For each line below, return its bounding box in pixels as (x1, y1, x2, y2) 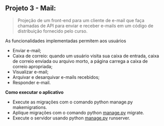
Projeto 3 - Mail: (5, 4, 56, 13)
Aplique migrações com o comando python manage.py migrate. (12, 109, 144, 115)
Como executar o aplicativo (5, 89, 64, 95)
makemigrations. (12, 104, 47, 110)
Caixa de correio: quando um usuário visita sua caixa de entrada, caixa (12, 53, 159, 59)
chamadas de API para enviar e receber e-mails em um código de (17, 23, 154, 29)
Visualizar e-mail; (12, 69, 49, 75)
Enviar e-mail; (12, 47, 42, 53)
